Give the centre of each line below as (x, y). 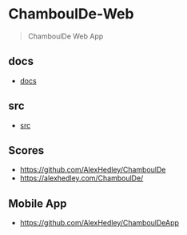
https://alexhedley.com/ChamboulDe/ (82, 178)
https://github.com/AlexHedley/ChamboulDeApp (99, 223)
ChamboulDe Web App (66, 36)
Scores (26, 150)
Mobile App (38, 203)
